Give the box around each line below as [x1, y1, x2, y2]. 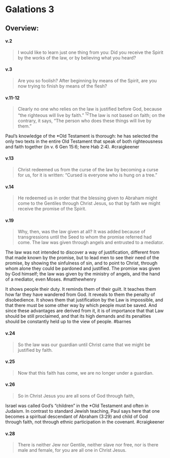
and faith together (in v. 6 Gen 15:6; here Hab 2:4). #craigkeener [5, 143, 140, 149]
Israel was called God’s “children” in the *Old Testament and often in [5, 403, 149, 409]
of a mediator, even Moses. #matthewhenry [5, 276, 96, 283]
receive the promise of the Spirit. [17, 206, 87, 212]
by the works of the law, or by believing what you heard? [17, 54, 136, 60]
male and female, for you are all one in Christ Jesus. [17, 447, 127, 453]
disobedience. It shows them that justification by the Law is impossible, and [5, 297, 163, 303]
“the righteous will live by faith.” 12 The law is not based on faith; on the [17, 111, 165, 118]
